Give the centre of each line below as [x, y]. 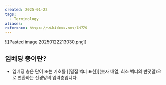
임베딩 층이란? [26, 59]
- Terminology [24, 19]
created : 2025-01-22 [27, 10]
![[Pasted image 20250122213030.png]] [46, 42]
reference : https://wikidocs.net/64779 [46, 28]
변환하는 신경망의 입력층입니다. [48, 77]
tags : [11, 14]
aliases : [14, 23]
